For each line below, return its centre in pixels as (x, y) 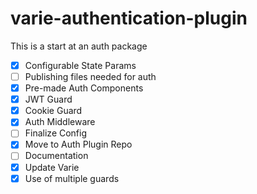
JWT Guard (48, 99)
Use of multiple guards (72, 178)
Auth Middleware (60, 122)
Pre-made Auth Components (84, 88)
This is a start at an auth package (79, 46)
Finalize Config (56, 133)
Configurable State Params (80, 65)
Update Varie (52, 167)
